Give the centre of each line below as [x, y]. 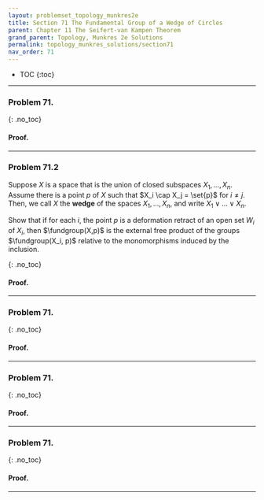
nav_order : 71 [31, 52]
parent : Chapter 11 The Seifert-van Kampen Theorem [94, 30]
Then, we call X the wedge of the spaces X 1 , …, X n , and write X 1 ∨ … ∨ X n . [127, 204]
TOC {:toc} [37, 74]
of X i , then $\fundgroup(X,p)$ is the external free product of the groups [124, 231]
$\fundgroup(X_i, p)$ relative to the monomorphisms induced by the [119, 240]
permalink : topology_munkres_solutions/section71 [91, 45]
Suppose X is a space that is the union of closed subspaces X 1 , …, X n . [121, 185]
